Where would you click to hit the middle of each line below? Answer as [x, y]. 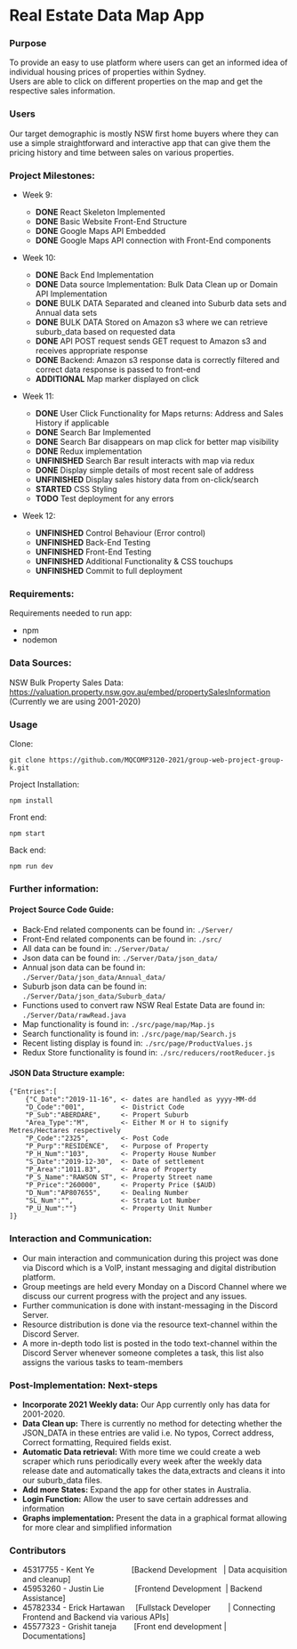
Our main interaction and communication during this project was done [150, 1258]
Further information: [54, 888]
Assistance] [44, 1598]
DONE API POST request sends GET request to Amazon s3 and [151, 341]
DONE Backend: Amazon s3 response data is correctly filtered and [157, 360]
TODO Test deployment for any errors [104, 498]
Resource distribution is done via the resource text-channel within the [150, 1324]
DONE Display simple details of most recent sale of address [144, 470]
